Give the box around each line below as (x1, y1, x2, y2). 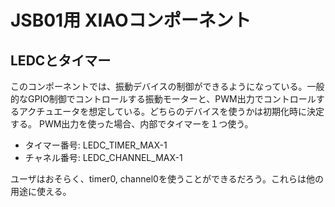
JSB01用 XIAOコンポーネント (10, 9, 252, 32)
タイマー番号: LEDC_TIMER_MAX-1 (24, 139, 168, 151)
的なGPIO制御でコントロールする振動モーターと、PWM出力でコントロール (10, 93, 317, 105)
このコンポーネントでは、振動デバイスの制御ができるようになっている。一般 (10, 81, 325, 92)
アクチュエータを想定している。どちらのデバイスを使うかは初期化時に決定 (18, 106, 325, 117)
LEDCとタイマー (10, 52, 112, 69)
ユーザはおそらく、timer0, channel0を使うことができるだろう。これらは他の (10, 173, 324, 185)
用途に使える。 (10, 186, 72, 197)
